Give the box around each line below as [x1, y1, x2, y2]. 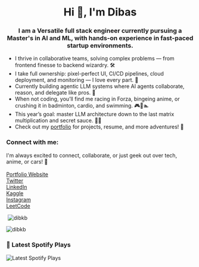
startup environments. [67, 42, 133, 50]
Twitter [6, 177, 24, 184]
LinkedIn [6, 183, 27, 190]
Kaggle [6, 190, 24, 197]
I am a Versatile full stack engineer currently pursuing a [18, 27, 182, 35]
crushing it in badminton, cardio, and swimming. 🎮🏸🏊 [14, 102, 149, 109]
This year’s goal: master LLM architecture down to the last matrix [14, 111, 175, 118]
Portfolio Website [6, 171, 49, 178]
